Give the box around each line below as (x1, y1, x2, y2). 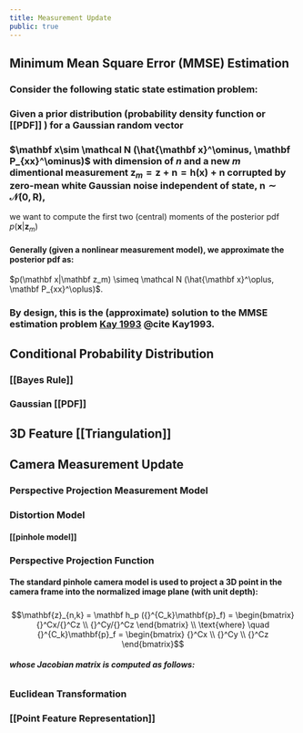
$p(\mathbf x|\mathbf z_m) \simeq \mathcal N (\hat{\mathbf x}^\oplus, (9, 274, 275, 285)
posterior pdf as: (9, 253, 75, 264)
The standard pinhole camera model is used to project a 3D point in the (9, 576, 283, 588)
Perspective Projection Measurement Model (9, 484, 208, 497)
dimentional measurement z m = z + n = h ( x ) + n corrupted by (9, 166, 287, 181)
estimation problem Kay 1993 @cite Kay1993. (9, 318, 216, 331)
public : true (9, 22, 59, 31)
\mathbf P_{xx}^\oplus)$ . (9, 284, 104, 294)
